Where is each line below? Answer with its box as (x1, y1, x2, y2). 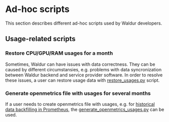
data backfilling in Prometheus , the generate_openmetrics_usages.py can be (5, 106, 164, 112)
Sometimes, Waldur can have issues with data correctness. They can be (5, 61, 155, 67)
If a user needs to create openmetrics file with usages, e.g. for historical (5, 101, 155, 107)
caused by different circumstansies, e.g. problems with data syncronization (5, 66, 162, 72)
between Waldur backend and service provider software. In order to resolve (5, 72, 163, 78)
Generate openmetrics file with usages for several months (5, 89, 151, 96)
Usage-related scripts (5, 35, 76, 43)
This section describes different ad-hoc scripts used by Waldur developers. (5, 20, 162, 26)
